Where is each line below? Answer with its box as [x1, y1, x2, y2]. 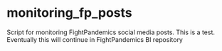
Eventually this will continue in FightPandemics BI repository [6, 35, 183, 43]
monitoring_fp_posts [6, 5, 132, 21]
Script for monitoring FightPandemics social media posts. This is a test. [6, 28, 215, 36]
